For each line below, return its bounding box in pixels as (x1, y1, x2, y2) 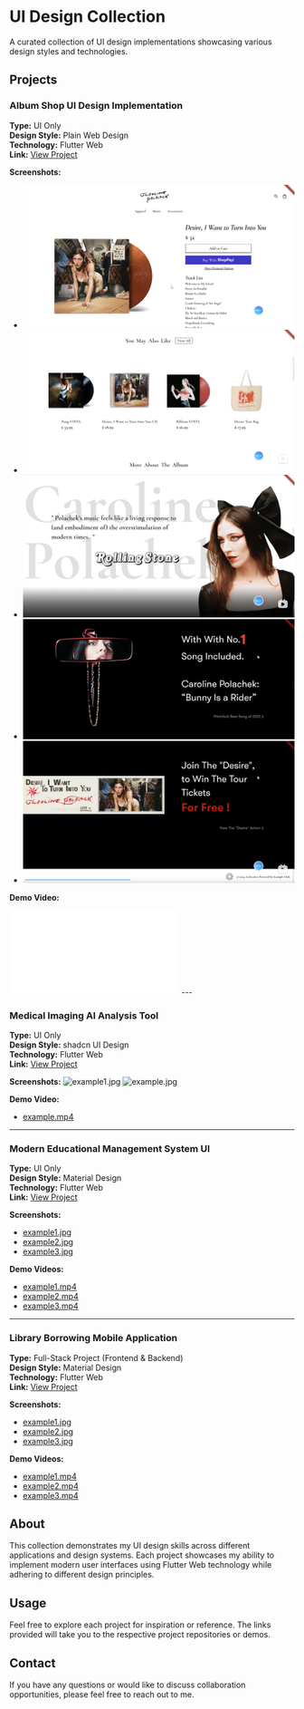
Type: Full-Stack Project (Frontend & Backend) (9, 1352, 184, 1363)
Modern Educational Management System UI (9, 1142, 211, 1154)
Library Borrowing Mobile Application (9, 1332, 178, 1345)
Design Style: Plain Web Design (9, 130, 129, 140)
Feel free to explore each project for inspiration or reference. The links (9, 1619, 271, 1630)
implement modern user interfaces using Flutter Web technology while (9, 1559, 272, 1570)
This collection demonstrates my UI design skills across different (9, 1540, 251, 1551)
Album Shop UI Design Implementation (9, 100, 184, 112)
